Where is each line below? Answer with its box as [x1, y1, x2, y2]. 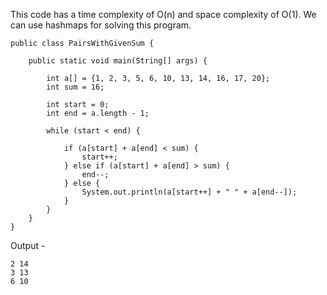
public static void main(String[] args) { [28, 56, 208, 66]
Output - [10, 240, 46, 251]
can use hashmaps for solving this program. [10, 19, 192, 31]
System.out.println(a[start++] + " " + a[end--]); [81, 187, 298, 197]
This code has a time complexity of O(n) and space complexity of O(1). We [10, 9, 317, 20]
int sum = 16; [46, 82, 105, 92]
